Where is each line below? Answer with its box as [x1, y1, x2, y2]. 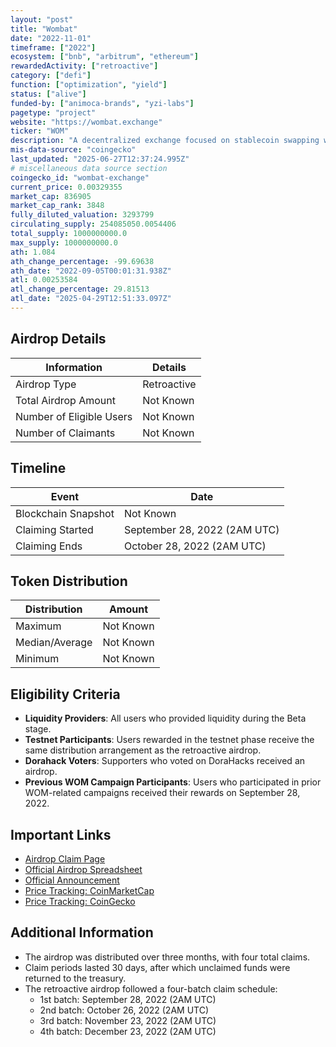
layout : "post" [10, 14, 74, 25]
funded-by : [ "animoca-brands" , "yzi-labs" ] [10, 98, 195, 108]
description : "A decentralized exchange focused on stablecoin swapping [10, 136, 320, 146]
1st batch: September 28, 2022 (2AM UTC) [39, 993, 217, 1005]
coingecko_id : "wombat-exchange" [10, 172, 150, 183]
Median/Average [15, 636, 93, 650]
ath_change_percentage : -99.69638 [10, 256, 155, 266]
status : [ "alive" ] [10, 89, 87, 99]
